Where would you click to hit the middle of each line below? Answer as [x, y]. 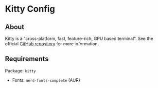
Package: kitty [20, 70]
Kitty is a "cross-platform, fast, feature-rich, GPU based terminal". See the [79, 38]
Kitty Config [30, 9]
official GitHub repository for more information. [52, 44]
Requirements [27, 59]
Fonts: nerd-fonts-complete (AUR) [46, 80]
